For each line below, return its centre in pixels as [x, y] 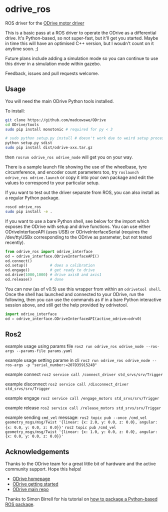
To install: [15, 110]
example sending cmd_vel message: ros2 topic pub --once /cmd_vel [76, 417]
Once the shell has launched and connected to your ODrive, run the [75, 294]
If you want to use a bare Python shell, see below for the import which [77, 221]
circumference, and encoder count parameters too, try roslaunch [72, 172]
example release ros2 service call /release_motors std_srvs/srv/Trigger [83, 408]
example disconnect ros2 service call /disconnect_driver [67, 384]
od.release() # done [34, 279]
